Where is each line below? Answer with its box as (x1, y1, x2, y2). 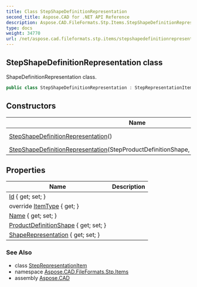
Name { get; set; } (9, 212, 57, 220)
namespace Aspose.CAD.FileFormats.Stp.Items (14, 268, 129, 275)
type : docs (6, 25, 33, 31)
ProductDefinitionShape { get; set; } (9, 221, 107, 229)
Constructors (6, 101, 56, 111)
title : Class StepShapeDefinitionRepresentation (6, 8, 127, 15)
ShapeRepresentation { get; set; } (9, 231, 100, 239)
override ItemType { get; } (9, 202, 79, 211)
